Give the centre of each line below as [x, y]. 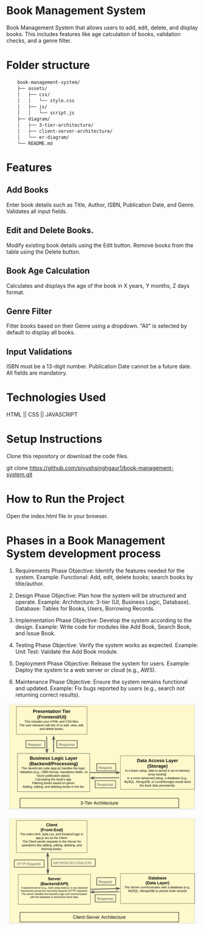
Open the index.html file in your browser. [57, 516]
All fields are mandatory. [37, 373]
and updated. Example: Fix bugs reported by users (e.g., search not [100, 688]
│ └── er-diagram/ [43, 137]
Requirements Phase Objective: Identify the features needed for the [100, 570]
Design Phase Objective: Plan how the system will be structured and [101, 595]
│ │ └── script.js [46, 113]
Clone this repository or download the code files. [68, 456]
